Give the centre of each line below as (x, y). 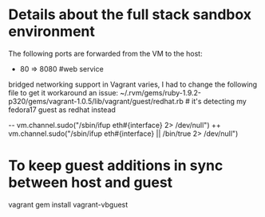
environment (52, 31)
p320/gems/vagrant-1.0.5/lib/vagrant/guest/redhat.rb (96, 101)
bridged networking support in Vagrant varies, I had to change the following (133, 84)
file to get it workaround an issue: (63, 92)
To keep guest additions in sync (116, 166)
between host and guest (91, 182)
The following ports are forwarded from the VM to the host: (105, 53)
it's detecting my (219, 101)
